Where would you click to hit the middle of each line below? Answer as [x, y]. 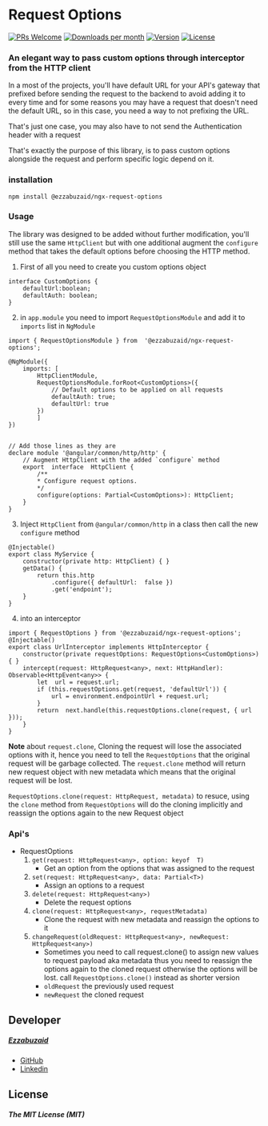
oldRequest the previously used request [109, 986]
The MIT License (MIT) [47, 1115]
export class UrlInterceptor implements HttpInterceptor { [109, 647]
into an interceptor [50, 618]
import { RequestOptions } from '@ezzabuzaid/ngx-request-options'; [125, 633]
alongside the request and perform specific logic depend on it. [111, 159]
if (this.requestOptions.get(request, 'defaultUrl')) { [132, 689]
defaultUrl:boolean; [57, 288]
